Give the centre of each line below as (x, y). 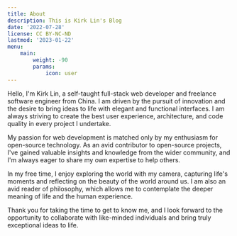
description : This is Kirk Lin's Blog (65, 21)
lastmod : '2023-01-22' (41, 40)
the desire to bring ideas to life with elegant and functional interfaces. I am (116, 108)
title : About (27, 14)
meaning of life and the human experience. (70, 196)
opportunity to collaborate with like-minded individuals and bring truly (109, 218)
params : (44, 67)
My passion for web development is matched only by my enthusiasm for (113, 137)
